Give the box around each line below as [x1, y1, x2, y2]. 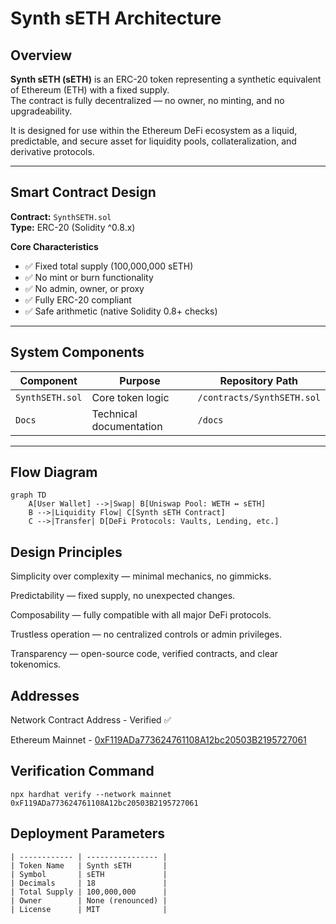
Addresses [10, 687, 80, 704]
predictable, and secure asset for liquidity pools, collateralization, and [10, 135, 297, 147]
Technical [91, 407, 138, 421]
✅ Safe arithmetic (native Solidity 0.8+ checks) [24, 305, 218, 317]
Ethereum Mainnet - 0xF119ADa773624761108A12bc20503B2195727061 [10, 734, 307, 746]
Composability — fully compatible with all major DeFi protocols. [10, 609, 272, 621]
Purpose [119, 373, 161, 387]
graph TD [10, 490, 47, 501]
